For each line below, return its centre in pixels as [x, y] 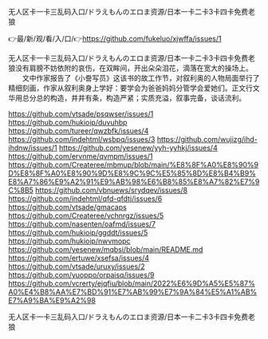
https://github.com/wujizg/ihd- [207, 139]
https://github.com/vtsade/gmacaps [68, 207]
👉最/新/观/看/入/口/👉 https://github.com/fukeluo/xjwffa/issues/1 [115, 39]
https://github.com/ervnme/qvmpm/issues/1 [81, 156]
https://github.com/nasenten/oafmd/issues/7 [82, 224]
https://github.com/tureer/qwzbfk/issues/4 [79, 131]
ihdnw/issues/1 [33, 148]
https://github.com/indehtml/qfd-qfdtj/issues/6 [85, 199]
